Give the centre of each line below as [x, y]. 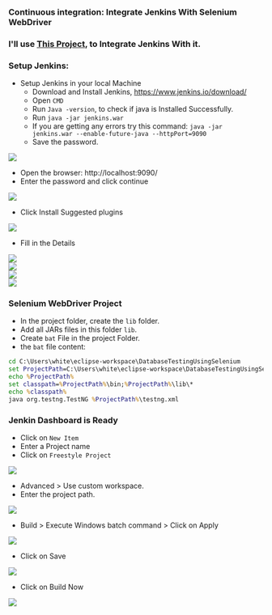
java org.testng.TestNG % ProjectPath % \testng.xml [94, 399]
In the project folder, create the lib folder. [90, 321]
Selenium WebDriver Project [65, 303]
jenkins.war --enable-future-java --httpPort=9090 [119, 134]
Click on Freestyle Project [66, 455]
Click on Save [43, 556]
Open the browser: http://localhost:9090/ [89, 173]
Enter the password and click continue [84, 181]
